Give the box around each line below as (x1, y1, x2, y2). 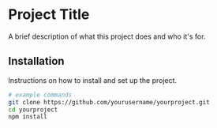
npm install (8, 113, 47, 121)
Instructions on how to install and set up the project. (8, 75, 178, 85)
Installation (8, 55, 65, 68)
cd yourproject (8, 105, 58, 114)
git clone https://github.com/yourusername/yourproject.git (8, 98, 211, 106)
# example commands (8, 91, 73, 99)
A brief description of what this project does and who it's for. (8, 32, 206, 41)
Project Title (8, 6, 90, 24)
